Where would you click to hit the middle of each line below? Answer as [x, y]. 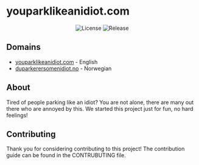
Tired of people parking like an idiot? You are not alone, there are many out [100, 102]
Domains [23, 47]
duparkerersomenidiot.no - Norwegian [63, 68]
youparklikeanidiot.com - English [56, 61]
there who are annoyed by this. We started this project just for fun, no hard [100, 108]
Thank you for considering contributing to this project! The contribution [96, 149]
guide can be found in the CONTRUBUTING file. [66, 155]
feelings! [17, 115]
